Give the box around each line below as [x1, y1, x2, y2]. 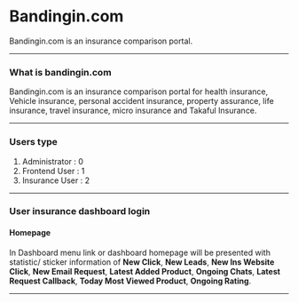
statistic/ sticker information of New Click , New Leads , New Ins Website [9, 256, 275, 267]
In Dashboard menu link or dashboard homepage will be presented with [9, 247, 271, 258]
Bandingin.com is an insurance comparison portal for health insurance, [9, 86, 269, 97]
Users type [9, 136, 58, 148]
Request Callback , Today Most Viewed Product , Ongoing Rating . [9, 275, 252, 286]
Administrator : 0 [21, 155, 84, 166]
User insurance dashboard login [9, 205, 151, 218]
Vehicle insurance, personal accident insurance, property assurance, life [9, 96, 275, 107]
